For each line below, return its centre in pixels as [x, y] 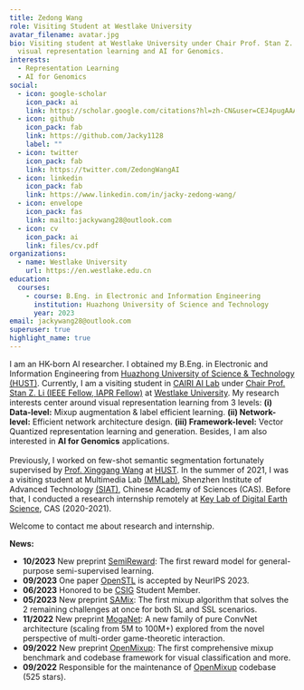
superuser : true [40, 330]
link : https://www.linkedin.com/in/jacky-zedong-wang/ [131, 195]
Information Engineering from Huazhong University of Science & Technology [152, 374]
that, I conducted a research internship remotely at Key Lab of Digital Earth [148, 499]
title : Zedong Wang [46, 18]
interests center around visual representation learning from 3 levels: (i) [141, 402]
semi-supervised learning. [105, 570]
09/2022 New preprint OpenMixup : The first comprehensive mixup [148, 647]
